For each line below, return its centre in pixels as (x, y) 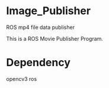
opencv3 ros (22, 79)
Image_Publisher (48, 11)
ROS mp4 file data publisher (41, 27)
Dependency (39, 63)
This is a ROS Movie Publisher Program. (55, 38)
